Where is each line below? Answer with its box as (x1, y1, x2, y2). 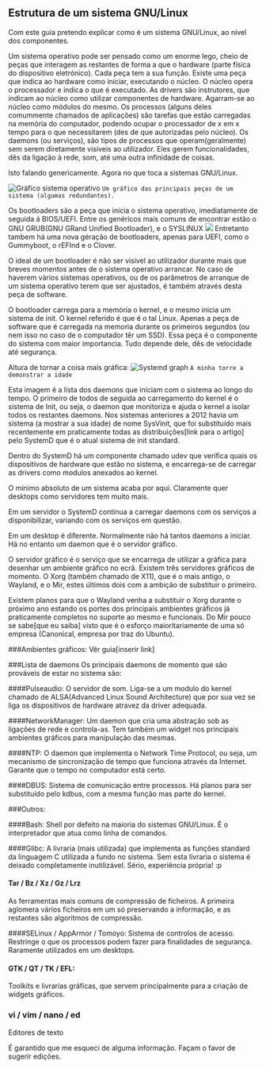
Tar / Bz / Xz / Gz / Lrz (8, 878, 82, 888)
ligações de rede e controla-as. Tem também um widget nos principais (8, 724, 239, 734)
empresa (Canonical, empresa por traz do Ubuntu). (8, 629, 175, 639)
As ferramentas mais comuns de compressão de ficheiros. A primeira (8, 897, 235, 906)
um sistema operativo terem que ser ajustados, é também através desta (8, 281, 242, 291)
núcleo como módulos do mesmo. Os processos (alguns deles (8, 102, 212, 111)
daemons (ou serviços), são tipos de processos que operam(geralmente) (8, 135, 247, 145)
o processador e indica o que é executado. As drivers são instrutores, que (8, 85, 250, 95)
